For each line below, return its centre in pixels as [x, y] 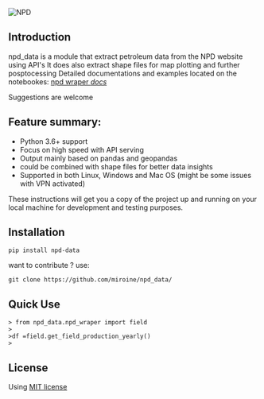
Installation [37, 232]
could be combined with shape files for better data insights [116, 166]
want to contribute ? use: [49, 265]
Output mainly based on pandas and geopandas [99, 158]
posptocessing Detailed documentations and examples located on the [122, 73]
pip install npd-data [44, 250]
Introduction [40, 37]
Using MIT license [38, 387]
